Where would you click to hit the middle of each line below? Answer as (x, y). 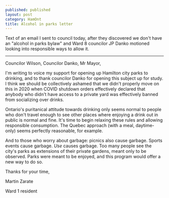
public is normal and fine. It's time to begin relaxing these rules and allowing (84, 120)
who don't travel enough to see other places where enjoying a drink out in (82, 115)
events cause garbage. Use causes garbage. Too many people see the (78, 146)
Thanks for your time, (27, 172)
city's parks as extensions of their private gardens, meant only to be (76, 151)
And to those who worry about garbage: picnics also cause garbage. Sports (84, 141)
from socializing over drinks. (35, 100)
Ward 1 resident (21, 191)
